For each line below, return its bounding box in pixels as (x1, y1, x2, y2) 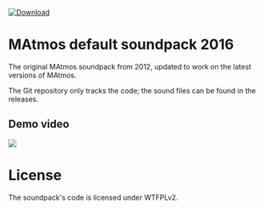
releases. (8, 94, 38, 104)
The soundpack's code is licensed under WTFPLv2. (8, 192, 178, 202)
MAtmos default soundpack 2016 (8, 36, 234, 53)
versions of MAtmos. (8, 70, 78, 80)
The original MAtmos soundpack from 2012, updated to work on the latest (8, 61, 252, 71)
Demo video (8, 117, 70, 131)
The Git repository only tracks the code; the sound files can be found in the (8, 85, 256, 95)
